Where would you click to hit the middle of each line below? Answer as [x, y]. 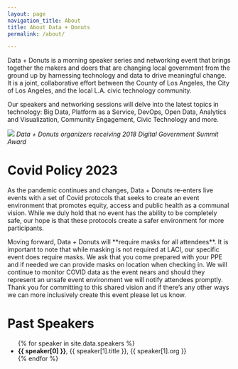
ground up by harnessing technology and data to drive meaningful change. [117, 76]
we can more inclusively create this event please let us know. [97, 295]
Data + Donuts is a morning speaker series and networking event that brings [119, 61]
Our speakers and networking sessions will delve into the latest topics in [113, 105]
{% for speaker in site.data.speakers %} [76, 343]
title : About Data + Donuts [49, 27]
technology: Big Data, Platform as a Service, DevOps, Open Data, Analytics [117, 112]
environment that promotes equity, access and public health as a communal [118, 206]
